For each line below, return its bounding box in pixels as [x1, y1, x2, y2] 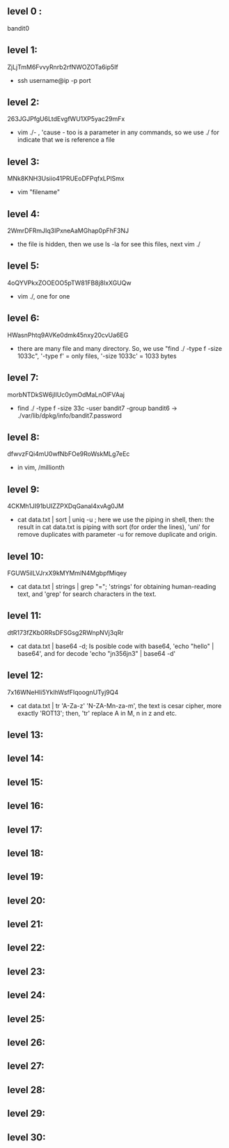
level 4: [7, 208, 40, 220]
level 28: [7, 1084, 46, 1096]
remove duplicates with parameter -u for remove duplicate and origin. [17, 530, 217, 539]
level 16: [7, 800, 44, 812]
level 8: [7, 431, 40, 443]
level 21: [7, 918, 44, 930]
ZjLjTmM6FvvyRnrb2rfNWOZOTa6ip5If [7, 63, 118, 71]
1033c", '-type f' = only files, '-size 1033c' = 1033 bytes [17, 352, 177, 360]
